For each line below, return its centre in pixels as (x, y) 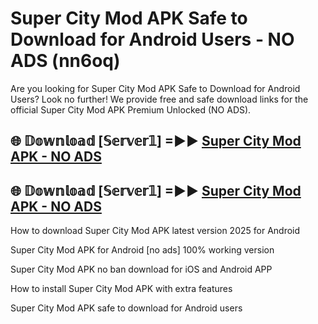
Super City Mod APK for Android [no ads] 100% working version (142, 250)
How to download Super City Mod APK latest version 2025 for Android (155, 231)
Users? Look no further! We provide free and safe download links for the (159, 99)
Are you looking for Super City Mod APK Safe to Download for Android (155, 88)
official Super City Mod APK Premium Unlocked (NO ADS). (131, 109)
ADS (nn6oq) (65, 61)
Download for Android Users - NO (152, 39)
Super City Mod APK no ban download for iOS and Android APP (141, 269)
